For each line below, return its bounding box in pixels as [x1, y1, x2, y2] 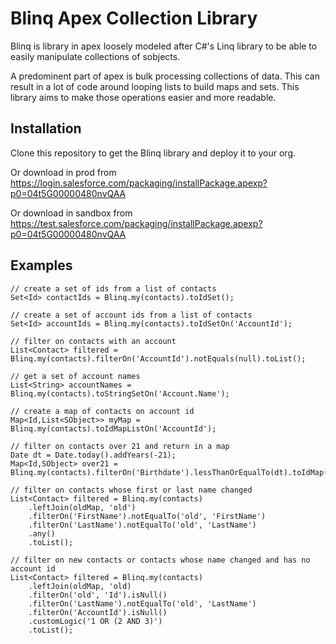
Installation [10, 120, 82, 137]
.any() [28, 528, 56, 539]
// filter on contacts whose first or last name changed [10, 485, 253, 495]
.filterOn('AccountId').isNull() [28, 607, 168, 617]
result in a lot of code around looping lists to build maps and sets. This [10, 80, 300, 92]
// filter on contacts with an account [10, 336, 177, 346]
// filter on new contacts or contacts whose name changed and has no [10, 555, 311, 565]
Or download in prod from [10, 166, 117, 178]
